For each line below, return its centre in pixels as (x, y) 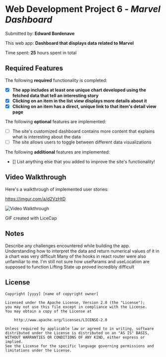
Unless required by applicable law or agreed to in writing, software (80, 329)
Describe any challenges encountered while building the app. (68, 246)
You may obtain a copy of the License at (49, 311)
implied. (14, 342)
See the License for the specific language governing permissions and (80, 346)
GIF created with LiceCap (31, 218)
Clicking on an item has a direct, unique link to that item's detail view (84, 106)
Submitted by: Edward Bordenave (40, 33)
